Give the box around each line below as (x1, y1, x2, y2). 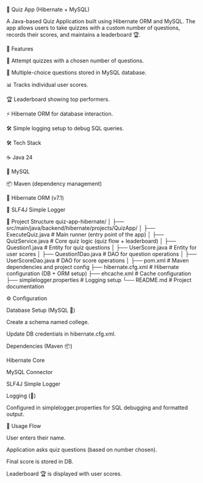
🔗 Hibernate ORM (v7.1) (6, 194, 64, 201)
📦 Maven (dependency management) (6, 180, 102, 187)
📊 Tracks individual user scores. (6, 81, 88, 88)
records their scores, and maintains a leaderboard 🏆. (6, 31, 141, 38)
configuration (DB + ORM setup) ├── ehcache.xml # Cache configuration (6, 270, 191, 277)
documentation (6, 283, 45, 290)
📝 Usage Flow (6, 422, 41, 429)
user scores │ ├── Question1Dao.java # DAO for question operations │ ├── (6, 251, 197, 257)
